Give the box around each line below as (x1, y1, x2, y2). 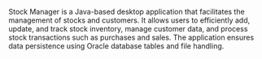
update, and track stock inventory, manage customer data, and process (8, 24, 248, 33)
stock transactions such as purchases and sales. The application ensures (8, 32, 255, 42)
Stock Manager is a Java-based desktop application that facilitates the (8, 7, 246, 16)
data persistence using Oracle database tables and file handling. (8, 41, 225, 51)
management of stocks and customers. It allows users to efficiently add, (8, 15, 251, 25)
